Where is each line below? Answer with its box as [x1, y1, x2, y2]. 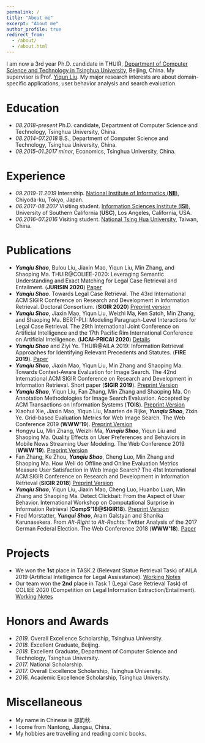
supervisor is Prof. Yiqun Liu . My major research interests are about [6, 73, 176, 80]
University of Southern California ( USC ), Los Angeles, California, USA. [15, 209, 192, 216]
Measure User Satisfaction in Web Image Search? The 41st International [15, 466, 196, 473]
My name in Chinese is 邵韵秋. [15, 716, 92, 723]
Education [6, 101, 59, 115]
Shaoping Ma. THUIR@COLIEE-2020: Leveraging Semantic [15, 270, 164, 278]
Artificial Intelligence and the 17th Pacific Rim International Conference [15, 329, 193, 336]
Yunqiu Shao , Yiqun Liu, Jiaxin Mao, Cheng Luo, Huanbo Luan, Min [15, 486, 185, 493]
